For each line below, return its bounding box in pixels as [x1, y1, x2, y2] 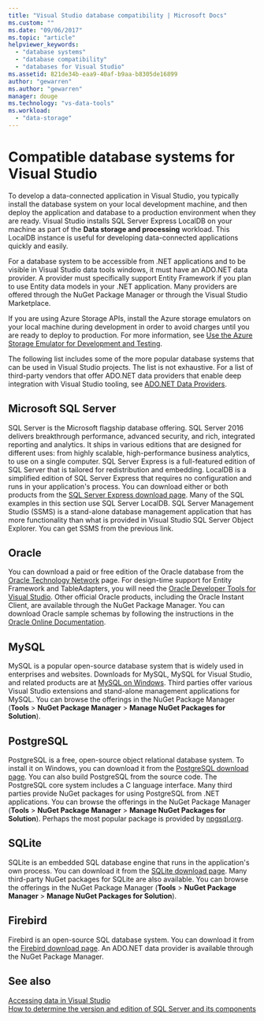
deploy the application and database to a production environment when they [8, 207, 256, 217]
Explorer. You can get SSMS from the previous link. [8, 524, 174, 533]
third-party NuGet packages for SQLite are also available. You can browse [8, 874, 249, 884]
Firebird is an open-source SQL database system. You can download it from [8, 935, 255, 945]
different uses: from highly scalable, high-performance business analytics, [8, 448, 251, 457]
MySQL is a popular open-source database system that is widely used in [8, 661, 244, 671]
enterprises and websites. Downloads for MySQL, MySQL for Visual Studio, [8, 669, 252, 679]
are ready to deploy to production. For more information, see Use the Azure [8, 330, 253, 340]
